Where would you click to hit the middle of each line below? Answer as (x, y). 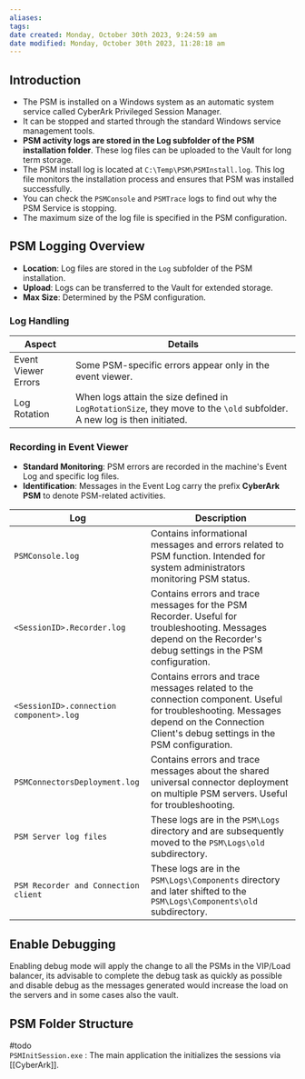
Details (183, 345)
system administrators (198, 567)
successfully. (47, 189)
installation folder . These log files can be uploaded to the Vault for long (157, 150)
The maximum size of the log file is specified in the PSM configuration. (155, 218)
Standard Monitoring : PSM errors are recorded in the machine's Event (155, 467)
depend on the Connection (207, 722)
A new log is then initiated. (132, 420)
